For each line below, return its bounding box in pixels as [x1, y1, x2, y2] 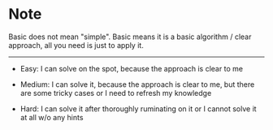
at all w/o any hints [19, 112, 84, 122]
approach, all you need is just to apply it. [8, 40, 144, 50]
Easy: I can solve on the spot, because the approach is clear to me [19, 63, 244, 73]
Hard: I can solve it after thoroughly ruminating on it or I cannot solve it [19, 103, 258, 114]
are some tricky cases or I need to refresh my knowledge [19, 88, 212, 97]
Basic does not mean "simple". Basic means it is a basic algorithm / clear [8, 32, 252, 41]
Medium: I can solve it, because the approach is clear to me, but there [19, 79, 255, 89]
